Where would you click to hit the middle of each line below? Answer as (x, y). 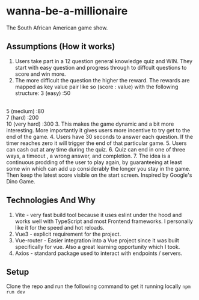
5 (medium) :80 (25, 111)
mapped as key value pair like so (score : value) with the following (96, 87)
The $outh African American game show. (57, 28)
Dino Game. (21, 181)
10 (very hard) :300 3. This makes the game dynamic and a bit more (90, 124)
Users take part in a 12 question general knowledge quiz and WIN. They (104, 61)
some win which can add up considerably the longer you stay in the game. (98, 168)
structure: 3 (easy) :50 (43, 93)
